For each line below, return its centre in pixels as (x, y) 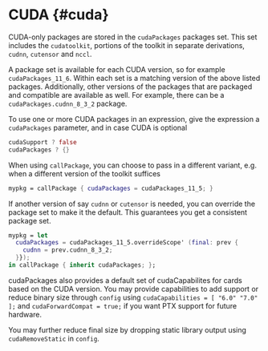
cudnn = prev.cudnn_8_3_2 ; (68, 250)
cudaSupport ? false (43, 142)
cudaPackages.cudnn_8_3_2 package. (68, 103)
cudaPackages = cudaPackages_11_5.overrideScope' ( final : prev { (127, 243)
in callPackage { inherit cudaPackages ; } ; (82, 265)
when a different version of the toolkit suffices (84, 173)
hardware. (25, 314)
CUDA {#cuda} (59, 15)
